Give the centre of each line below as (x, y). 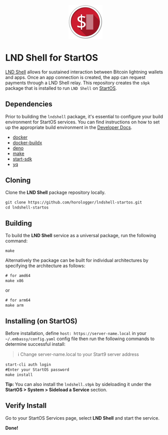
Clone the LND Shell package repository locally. (55, 193)
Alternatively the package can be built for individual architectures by (77, 261)
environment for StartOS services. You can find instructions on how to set (82, 122)
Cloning (18, 180)
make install (19, 375)
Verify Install (26, 406)
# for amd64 (18, 276)
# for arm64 (18, 300)
